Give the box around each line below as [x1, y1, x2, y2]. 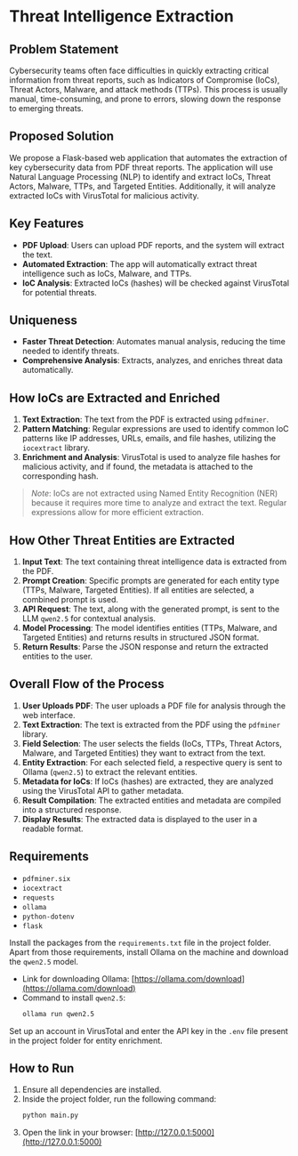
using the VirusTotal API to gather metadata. [21, 785, 184, 796]
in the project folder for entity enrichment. [9, 1035, 163, 1046]
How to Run [9, 1061, 75, 1076]
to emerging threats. [9, 103, 85, 113]
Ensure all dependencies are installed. [21, 1084, 162, 1095]
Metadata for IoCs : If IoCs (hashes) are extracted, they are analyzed [21, 776, 274, 787]
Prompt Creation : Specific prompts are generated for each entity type [21, 576, 280, 586]
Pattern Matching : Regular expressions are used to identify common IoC [21, 424, 289, 434]
